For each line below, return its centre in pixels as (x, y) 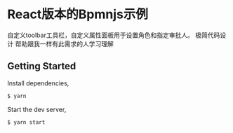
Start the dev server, (37, 109)
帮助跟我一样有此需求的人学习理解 (64, 43)
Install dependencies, (38, 83)
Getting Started (42, 66)
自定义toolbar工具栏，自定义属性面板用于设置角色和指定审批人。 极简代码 (114, 35)
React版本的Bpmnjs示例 (78, 14)
